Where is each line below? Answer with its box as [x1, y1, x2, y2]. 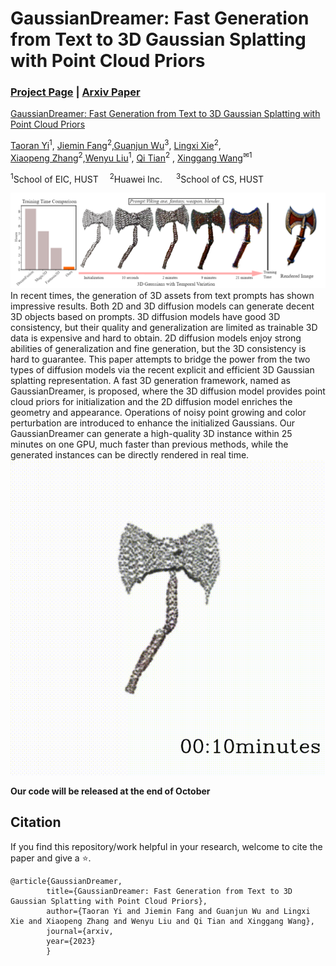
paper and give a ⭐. [10, 852, 92, 864]
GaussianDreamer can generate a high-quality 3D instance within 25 [10, 428, 293, 440]
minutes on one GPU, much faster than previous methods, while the [10, 438, 289, 451]
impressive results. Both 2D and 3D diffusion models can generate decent [10, 300, 315, 312]
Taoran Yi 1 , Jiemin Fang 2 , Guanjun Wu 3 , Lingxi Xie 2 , [10, 138, 222, 152]
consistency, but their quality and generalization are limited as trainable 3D [10, 322, 318, 334]
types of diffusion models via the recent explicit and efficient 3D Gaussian [10, 364, 315, 376]
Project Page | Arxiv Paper [10, 85, 141, 99]
